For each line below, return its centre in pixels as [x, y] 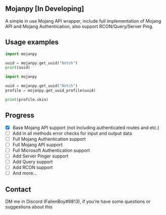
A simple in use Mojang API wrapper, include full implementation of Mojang [83, 21]
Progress [20, 115]
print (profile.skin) [27, 99]
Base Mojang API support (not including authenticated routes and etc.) [86, 127]
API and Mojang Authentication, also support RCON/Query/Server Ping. [79, 26]
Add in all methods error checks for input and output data [72, 133]
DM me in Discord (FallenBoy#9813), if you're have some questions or [78, 201]
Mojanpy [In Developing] [45, 9]
